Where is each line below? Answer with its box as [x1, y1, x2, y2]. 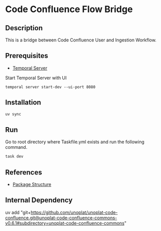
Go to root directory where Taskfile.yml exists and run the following [5, 139, 144, 145]
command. [5, 144, 28, 150]
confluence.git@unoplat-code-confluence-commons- [5, 214, 117, 220]
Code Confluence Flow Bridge [5, 4, 133, 15]
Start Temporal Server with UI [5, 75, 67, 81]
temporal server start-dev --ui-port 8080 [5, 84, 96, 89]
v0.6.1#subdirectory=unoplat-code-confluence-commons [5, 220, 125, 226]
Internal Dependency [5, 196, 73, 205]
